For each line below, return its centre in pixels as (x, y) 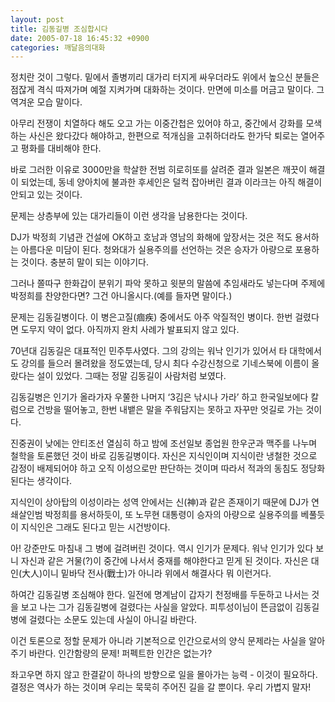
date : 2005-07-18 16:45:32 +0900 (80, 38)
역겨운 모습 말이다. (46, 102)
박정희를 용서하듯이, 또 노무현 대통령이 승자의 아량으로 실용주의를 (171, 515)
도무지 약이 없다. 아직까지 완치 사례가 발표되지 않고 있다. (130, 330)
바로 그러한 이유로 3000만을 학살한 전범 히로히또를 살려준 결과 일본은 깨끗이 (158, 170)
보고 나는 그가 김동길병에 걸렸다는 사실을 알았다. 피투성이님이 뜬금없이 (156, 607)
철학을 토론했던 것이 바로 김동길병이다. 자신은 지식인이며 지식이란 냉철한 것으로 (164, 456)
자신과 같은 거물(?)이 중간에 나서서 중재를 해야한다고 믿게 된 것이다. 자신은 (164, 561)
